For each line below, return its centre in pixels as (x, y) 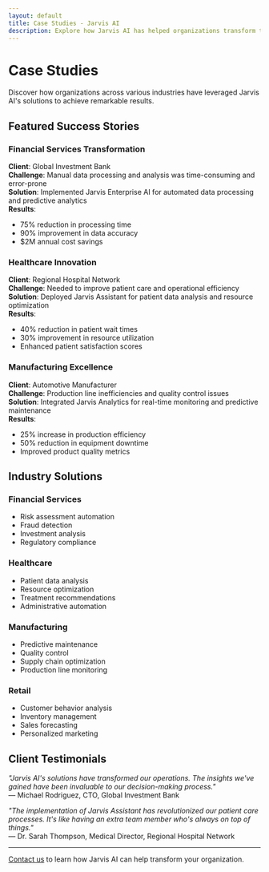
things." (21, 827)
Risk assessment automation (67, 517)
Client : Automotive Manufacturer (63, 385)
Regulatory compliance (58, 543)
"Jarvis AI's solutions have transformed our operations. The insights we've (131, 777)
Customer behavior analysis (66, 708)
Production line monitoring (64, 669)
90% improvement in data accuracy (79, 233)
